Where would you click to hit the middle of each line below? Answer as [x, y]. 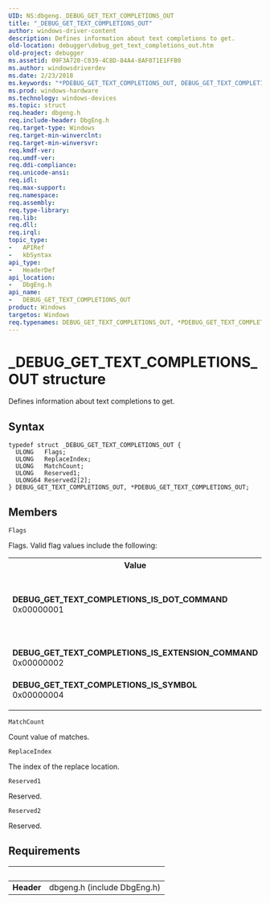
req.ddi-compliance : [43, 166]
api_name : [25, 293]
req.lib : [23, 218]
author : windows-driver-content [62, 31]
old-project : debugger [46, 53]
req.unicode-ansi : [39, 173]
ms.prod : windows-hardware [53, 90]
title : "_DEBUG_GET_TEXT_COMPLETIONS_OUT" [80, 23]
